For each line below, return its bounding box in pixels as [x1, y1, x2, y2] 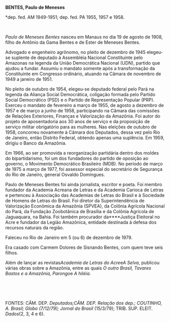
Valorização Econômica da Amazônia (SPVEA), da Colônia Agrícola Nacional [5, 203, 165, 209]
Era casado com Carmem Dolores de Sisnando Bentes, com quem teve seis [5, 244, 163, 250]
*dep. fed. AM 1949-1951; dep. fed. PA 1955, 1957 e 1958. [5, 14, 125, 20]
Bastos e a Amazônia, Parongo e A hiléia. [5, 271, 91, 276]
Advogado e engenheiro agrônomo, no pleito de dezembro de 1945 [5, 49, 146, 55]
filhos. [5, 250, 19, 256]
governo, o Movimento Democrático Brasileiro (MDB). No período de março [5, 161, 163, 167]
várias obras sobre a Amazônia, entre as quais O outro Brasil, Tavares [5, 265, 151, 271]
